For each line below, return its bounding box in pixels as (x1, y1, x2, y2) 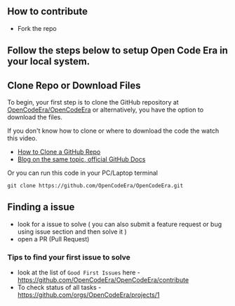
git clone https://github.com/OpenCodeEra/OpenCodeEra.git (7, 182, 184, 189)
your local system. (7, 55, 90, 67)
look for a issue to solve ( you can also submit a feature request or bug (17, 220, 222, 228)
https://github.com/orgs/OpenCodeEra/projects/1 (17, 291, 160, 299)
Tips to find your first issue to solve (7, 252, 131, 262)
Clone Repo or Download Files (7, 79, 142, 91)
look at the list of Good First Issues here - (17, 268, 140, 277)
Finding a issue (7, 201, 75, 213)
